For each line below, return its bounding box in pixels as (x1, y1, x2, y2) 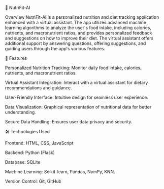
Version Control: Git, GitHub (5, 178, 62, 184)
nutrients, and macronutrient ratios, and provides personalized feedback (5, 30, 152, 36)
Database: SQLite (5, 159, 41, 165)
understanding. (5, 109, 36, 115)
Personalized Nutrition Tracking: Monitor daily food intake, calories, (5, 65, 142, 71)
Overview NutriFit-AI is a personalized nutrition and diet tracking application (5, 14, 159, 20)
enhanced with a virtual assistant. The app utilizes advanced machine (5, 20, 147, 25)
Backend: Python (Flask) (5, 150, 55, 155)
